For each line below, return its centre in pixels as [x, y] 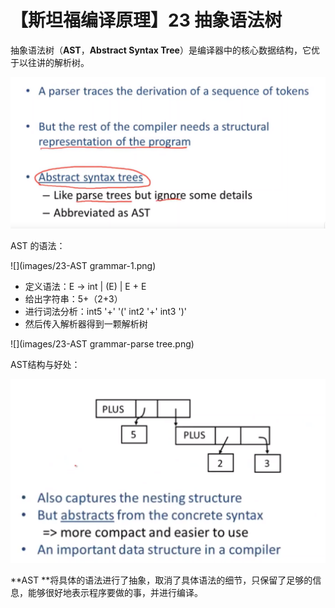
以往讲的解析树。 [54, 62]
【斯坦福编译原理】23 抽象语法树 [146, 20]
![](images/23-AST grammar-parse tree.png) [102, 344]
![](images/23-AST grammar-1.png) [83, 266]
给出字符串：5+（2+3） [73, 299]
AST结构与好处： [45, 365]
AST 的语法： [38, 246]
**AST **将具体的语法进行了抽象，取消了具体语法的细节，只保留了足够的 [161, 580]
